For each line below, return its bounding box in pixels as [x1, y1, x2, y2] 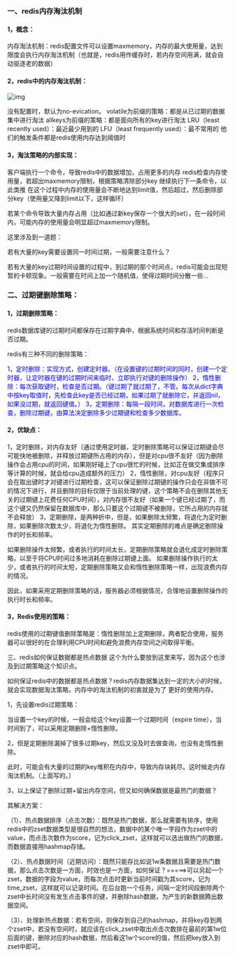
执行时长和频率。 [7, 595, 57, 604]
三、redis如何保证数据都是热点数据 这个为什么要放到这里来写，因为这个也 [7, 653, 220, 662]
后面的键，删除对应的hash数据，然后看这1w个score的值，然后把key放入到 [7, 934, 221, 942]
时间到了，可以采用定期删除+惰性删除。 [7, 724, 122, 733]
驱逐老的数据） [13, 60, 57, 68]
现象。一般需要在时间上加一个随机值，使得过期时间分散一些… [31, 271, 209, 280]
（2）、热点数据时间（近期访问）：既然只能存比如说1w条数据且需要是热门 [7, 857, 215, 866]
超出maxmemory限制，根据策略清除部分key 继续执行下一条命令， [31, 177, 221, 185]
